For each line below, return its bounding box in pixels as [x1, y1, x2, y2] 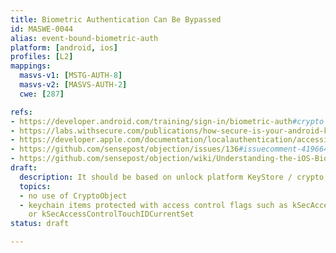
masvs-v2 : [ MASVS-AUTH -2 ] [19, 80, 128, 90]
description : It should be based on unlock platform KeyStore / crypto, [19, 172, 329, 182]
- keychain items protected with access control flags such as [19, 200, 288, 210]
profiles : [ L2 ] [10, 52, 74, 62]
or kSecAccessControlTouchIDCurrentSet [28, 209, 195, 220]
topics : [19, 181, 52, 191]
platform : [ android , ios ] [10, 42, 118, 53]
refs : [10, 107, 33, 117]
